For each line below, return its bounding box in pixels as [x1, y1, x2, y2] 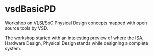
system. [5, 45, 21, 51]
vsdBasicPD [5, 3, 56, 15]
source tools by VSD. [5, 25, 48, 31]
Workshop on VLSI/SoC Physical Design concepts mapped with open [5, 20, 147, 26]
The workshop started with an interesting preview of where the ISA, [5, 35, 144, 41]
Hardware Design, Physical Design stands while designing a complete [5, 40, 148, 46]
